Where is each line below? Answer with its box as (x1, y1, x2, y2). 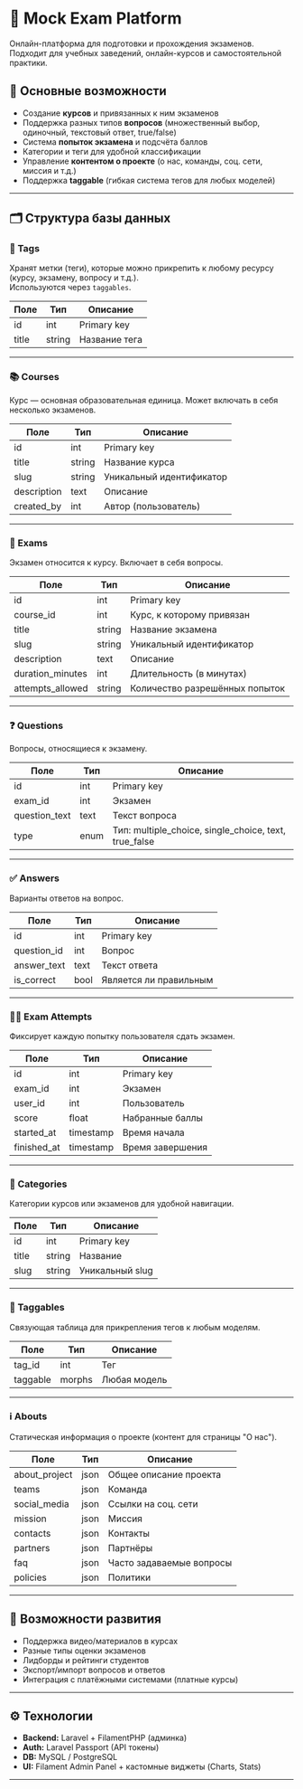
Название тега (78, 334, 142, 346)
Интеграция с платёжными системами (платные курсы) (22, 1673, 239, 1685)
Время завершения (122, 1141, 208, 1153)
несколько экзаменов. (9, 404, 96, 415)
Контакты (107, 1527, 151, 1539)
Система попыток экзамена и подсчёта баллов (22, 136, 208, 147)
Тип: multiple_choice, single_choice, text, (112, 824, 286, 837)
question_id (14, 944, 63, 957)
